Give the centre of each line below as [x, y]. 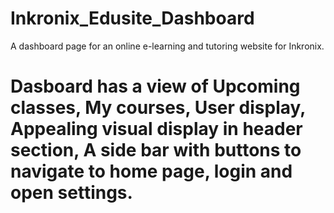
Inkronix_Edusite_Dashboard [132, 18]
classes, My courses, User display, [158, 108]
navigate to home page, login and [151, 171]
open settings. [71, 193]
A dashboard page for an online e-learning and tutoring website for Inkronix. [167, 46]
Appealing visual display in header [156, 129]
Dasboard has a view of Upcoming [155, 86]
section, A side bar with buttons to [156, 150]
